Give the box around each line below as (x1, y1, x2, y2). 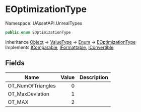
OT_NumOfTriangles (8, 82, 56, 89)
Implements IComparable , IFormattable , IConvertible (5, 44, 114, 50)
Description (80, 74, 108, 81)
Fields (5, 59, 25, 67)
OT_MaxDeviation (8, 90, 49, 97)
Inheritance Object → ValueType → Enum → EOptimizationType (5, 39, 136, 45)
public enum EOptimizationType (5, 30, 71, 35)
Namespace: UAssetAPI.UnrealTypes (5, 20, 83, 26)
